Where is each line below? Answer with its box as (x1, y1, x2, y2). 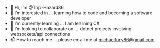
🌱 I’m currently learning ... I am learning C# (10, 20, 100, 26)
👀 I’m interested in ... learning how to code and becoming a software (10, 10, 153, 16)
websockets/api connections (10, 31, 70, 37)
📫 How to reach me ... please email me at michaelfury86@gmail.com (10, 37, 155, 42)
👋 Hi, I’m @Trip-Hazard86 (10, 5, 64, 10)
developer (10, 15, 31, 21)
